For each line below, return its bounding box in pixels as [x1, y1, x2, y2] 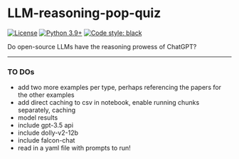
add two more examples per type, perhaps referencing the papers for [17, 83, 222, 92]
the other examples [17, 91, 75, 99]
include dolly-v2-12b [17, 128, 79, 137]
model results [17, 113, 58, 122]
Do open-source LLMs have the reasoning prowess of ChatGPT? [7, 42, 197, 51]
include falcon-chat [17, 136, 75, 145]
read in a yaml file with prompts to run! [17, 144, 132, 153]
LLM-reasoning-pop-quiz [7, 5, 161, 21]
